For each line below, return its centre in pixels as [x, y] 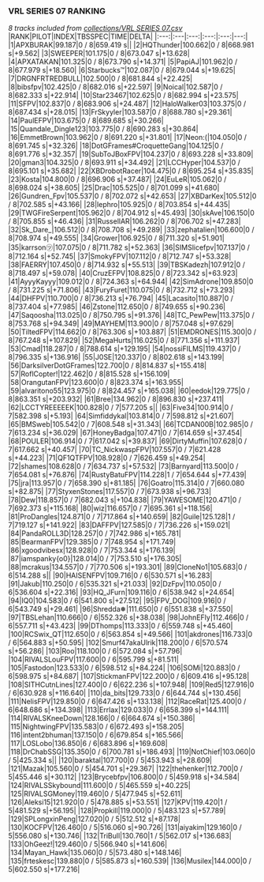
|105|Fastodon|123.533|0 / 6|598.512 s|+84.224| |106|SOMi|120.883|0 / [124, 668]
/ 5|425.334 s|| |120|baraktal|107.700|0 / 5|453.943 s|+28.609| [110, 760]
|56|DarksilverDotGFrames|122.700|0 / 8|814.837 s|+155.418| [108, 366]
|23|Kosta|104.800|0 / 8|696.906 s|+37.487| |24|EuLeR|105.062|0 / [117, 179]
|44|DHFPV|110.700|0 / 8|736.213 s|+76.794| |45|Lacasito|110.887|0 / [121, 299]
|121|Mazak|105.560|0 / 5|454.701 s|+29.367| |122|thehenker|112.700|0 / [125, 769]
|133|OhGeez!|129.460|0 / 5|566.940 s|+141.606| [88, 844]
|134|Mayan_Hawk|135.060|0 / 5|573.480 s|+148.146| [95, 853]
